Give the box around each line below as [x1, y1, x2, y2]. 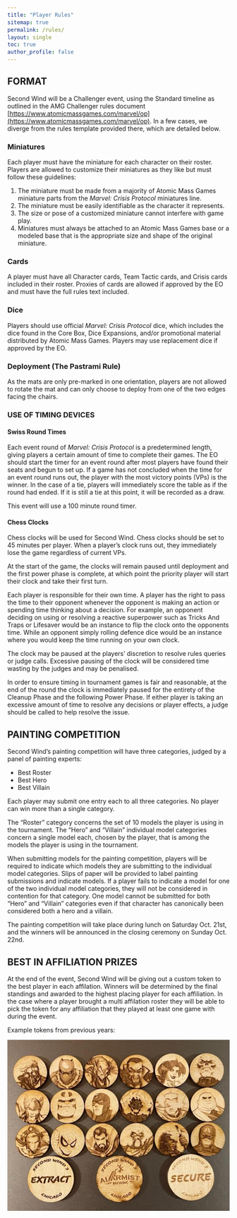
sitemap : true [7, 18, 49, 26]
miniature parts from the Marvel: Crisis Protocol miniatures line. [17, 194, 202, 202]
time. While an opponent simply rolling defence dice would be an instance [7, 628, 222, 637]
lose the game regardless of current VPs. [7, 549, 127, 557]
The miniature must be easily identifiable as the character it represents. [17, 202, 225, 210]
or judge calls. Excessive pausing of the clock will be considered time [7, 657, 209, 666]
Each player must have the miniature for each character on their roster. [7, 158, 213, 166]
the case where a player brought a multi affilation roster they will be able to [7, 997, 225, 1005]
